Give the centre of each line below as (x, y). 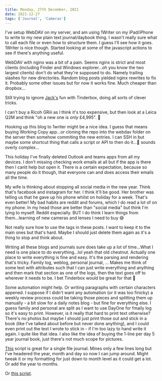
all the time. (16, 177)
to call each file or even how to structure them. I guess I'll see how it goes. (79, 43)
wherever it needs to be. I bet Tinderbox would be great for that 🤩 (70, 278)
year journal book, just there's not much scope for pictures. (64, 339)
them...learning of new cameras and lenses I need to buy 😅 (65, 218)
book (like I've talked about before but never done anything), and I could (77, 324)
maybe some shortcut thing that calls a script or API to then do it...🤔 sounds (80, 142)
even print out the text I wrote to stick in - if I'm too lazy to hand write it (76, 329)
